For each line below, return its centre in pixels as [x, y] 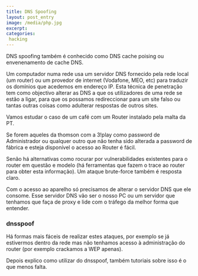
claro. [13, 178]
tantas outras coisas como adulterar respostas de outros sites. [82, 105]
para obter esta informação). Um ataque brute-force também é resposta [94, 172]
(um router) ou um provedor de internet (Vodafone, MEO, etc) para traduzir [97, 80]
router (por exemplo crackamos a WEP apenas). [64, 249]
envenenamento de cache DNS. [45, 62]
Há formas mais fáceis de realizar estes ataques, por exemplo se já [88, 237]
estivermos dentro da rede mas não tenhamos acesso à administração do [95, 243]
